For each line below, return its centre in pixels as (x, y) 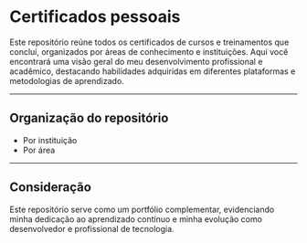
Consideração (50, 188)
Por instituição (50, 140)
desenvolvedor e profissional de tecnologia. (92, 228)
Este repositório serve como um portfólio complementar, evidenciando (142, 209)
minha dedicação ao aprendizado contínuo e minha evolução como (136, 219)
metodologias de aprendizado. (67, 80)
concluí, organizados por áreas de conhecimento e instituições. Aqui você (149, 51)
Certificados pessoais (95, 17)
